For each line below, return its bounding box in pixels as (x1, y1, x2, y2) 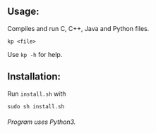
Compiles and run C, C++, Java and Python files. (7, 24, 150, 32)
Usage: (7, 6, 40, 18)
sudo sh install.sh (7, 103, 65, 110)
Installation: (7, 70, 61, 83)
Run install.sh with (7, 89, 66, 98)
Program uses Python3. (7, 118, 76, 126)
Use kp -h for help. (7, 50, 63, 58)
